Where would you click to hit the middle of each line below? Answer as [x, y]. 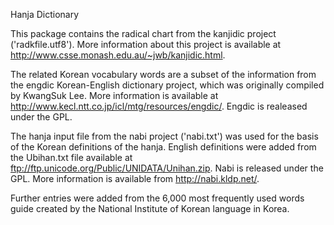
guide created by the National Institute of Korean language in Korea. [150, 208]
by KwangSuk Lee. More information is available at [114, 95]
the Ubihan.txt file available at [71, 157]
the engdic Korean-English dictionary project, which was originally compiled [167, 85]
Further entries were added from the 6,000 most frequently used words [157, 198]
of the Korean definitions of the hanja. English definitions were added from [163, 147]
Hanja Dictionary [45, 14]
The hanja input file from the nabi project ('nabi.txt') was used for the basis [164, 136]
